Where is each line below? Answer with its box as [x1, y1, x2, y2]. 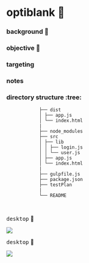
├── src [38, 134, 59, 140]
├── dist [38, 107, 62, 113]
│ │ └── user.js [38, 150, 80, 156]
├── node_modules [38, 128, 84, 135]
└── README [38, 193, 67, 199]
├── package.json [38, 177, 84, 183]
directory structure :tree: [6, 93, 82, 102]
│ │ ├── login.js [38, 144, 84, 150]
